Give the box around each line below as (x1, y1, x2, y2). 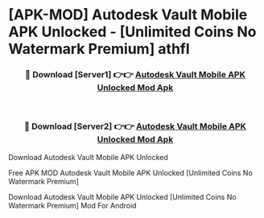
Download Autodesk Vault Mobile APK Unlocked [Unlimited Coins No (8, 191, 237, 202)
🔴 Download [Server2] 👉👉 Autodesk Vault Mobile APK (23, 121, 247, 132)
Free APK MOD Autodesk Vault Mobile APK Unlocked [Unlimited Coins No (8, 167, 254, 178)
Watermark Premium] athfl (8, 40, 191, 58)
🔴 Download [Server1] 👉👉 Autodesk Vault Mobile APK (25, 69, 245, 80)
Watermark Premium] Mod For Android (8, 200, 137, 210)
